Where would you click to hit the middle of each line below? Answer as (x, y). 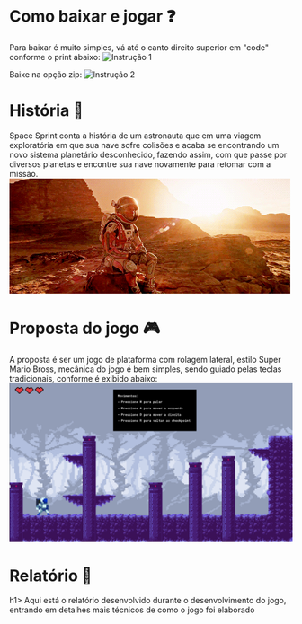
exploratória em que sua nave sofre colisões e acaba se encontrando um (144, 145)
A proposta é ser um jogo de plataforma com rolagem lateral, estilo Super (145, 359)
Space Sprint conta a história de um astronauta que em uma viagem (135, 136)
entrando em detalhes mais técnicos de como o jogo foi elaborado (132, 610)
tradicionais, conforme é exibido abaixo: (84, 378)
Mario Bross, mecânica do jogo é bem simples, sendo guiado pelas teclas (146, 369)
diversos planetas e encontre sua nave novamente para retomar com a (140, 164)
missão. (24, 173)
